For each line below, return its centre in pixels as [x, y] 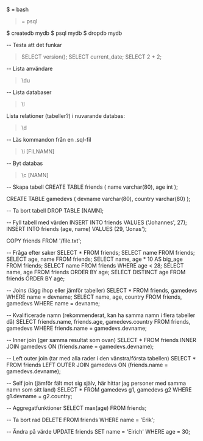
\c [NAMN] [35, 175]
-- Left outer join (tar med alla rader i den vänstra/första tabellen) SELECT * [101, 358]
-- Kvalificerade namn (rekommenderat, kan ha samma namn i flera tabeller [101, 315]
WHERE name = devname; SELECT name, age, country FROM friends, [94, 297]
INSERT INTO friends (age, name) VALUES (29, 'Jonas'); [77, 229]
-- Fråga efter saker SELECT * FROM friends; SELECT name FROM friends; [101, 253]
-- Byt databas [25, 163]
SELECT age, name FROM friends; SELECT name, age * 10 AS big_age [94, 259]
